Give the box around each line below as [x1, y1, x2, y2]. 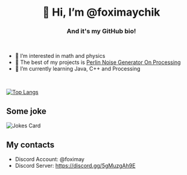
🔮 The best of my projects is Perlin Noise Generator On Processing [14, 59, 181, 66]
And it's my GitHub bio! [66, 27, 136, 36]
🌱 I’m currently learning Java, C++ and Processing [14, 65, 141, 72]
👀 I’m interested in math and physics [14, 52, 106, 60]
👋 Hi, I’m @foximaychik [42, 5, 160, 19]
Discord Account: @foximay [14, 156, 84, 163]
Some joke [6, 106, 47, 116]
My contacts [6, 139, 55, 150]
